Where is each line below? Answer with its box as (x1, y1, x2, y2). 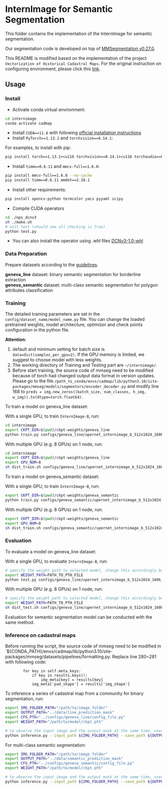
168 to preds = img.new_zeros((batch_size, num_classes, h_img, (12, 388, 147, 394)
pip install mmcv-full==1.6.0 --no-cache (5, 173, 92, 178)
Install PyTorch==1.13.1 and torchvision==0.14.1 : (12, 135, 113, 141)
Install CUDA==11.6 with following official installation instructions (12, 130, 142, 136)
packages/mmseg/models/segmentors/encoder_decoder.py (12, 384, 126, 389)
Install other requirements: (12, 187, 67, 192)
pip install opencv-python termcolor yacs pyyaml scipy (5, 196, 123, 201)
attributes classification (5, 287, 53, 293)
